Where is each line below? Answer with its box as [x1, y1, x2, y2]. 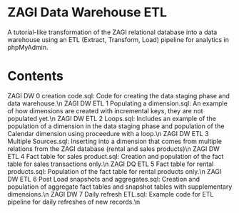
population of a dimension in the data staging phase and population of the [7, 122, 225, 130]
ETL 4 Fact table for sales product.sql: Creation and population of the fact [7, 152, 224, 160]
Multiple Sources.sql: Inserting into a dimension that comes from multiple [7, 137, 223, 145]
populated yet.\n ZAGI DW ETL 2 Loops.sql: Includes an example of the [7, 114, 216, 123]
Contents [7, 68, 64, 84]
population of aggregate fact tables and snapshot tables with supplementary [7, 182, 233, 191]
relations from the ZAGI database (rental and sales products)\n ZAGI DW [7, 144, 220, 153]
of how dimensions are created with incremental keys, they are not [7, 106, 203, 115]
